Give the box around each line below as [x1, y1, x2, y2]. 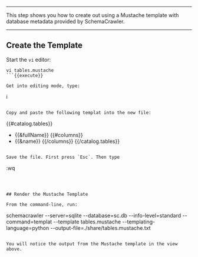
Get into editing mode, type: [6, 83, 81, 89]
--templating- [122, 218, 155, 225]
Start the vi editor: [6, 56, 51, 63]
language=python [6, 224, 49, 231]
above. [6, 246, 22, 252]
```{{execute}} [6, 72, 44, 78]
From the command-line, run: [6, 201, 78, 208]
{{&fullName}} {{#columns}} [14, 131, 84, 138]
